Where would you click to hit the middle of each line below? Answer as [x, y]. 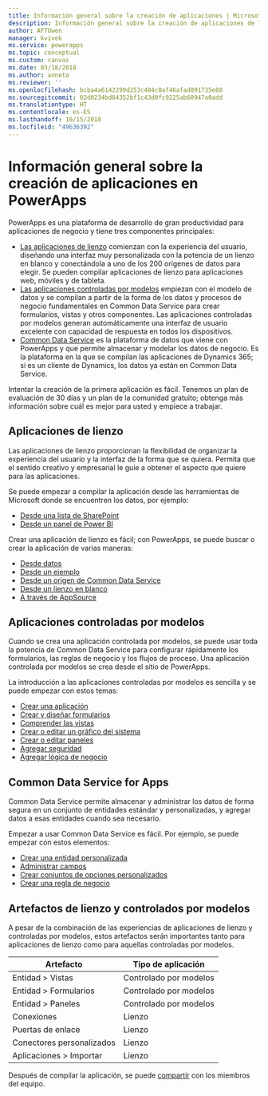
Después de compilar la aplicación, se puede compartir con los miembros [129, 1075]
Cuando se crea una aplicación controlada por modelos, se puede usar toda [133, 641]
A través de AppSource [58, 597]
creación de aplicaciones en [103, 183]
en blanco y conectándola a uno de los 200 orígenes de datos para [130, 263]
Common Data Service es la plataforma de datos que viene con [124, 339]
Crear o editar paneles [57, 740]
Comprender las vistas [57, 723]
